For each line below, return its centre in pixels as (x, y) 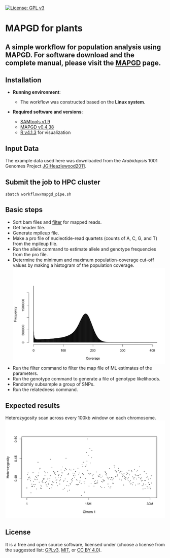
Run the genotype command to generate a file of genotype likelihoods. (87, 379)
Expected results (32, 406)
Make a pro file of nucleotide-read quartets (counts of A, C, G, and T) (85, 238)
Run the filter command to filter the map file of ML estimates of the (82, 368)
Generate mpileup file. (36, 233)
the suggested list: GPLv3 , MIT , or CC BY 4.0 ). (54, 550)
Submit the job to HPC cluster (53, 182)
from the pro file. (30, 254)
